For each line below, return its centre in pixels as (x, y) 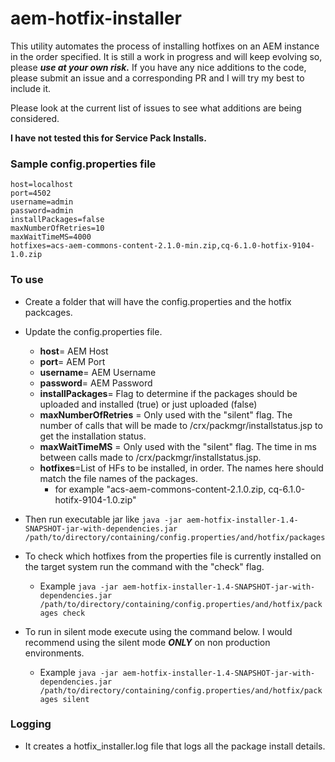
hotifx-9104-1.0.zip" (95, 499)
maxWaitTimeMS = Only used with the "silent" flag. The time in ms (178, 446)
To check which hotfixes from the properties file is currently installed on (173, 556)
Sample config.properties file (83, 164)
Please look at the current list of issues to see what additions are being (156, 108)
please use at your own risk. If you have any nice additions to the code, (158, 67)
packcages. (48, 312)
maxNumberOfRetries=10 (57, 228)
